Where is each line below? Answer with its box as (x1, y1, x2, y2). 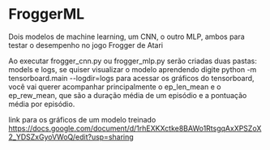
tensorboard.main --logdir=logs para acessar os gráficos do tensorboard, (8, 73, 255, 83)
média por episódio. (8, 99, 75, 109)
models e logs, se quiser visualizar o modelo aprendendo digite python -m (8, 64, 257, 74)
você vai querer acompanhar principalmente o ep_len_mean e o (8, 82, 221, 92)
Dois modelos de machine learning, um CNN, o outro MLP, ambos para (8, 32, 245, 41)
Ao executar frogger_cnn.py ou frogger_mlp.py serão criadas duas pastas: (8, 56, 258, 66)
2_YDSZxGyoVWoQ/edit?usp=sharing (8, 131, 134, 142)
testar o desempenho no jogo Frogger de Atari (8, 40, 164, 49)
